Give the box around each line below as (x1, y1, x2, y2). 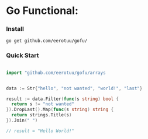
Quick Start (6, 51, 39, 59)
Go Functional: (6, 4, 79, 17)
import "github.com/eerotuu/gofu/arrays (6, 70, 106, 76)
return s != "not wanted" (11, 101, 75, 107)
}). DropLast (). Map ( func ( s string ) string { (6, 106, 114, 113)
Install (6, 25, 25, 33)
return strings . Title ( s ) (11, 112, 72, 118)
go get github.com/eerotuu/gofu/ (6, 38, 88, 44)
